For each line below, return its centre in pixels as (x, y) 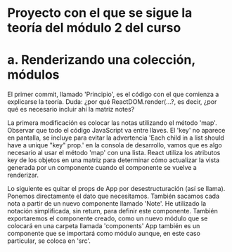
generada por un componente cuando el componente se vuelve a (102, 168)
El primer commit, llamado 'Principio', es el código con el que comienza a (113, 94)
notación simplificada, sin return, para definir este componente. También (112, 211)
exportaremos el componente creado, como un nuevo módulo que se (108, 218)
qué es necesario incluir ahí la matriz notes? (71, 110)
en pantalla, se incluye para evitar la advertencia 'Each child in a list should (116, 138)
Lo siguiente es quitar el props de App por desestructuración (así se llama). (116, 189)
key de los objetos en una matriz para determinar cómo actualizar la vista (114, 160)
